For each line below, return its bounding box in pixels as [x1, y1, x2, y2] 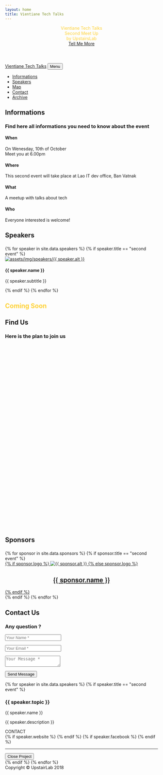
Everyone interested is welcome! [5, 217, 70, 223]
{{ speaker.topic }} [5, 698, 50, 705]
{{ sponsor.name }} [53, 575, 110, 584]
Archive [12, 94, 28, 100]
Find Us [5, 318, 29, 327]
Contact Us [5, 608, 40, 617]
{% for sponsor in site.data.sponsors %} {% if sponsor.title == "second [5, 550, 147, 556]
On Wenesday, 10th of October [5, 146, 67, 152]
